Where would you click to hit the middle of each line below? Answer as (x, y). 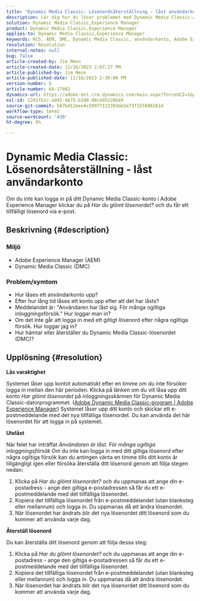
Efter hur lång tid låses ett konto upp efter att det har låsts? (87, 301)
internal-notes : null (33, 51)
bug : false (20, 56)
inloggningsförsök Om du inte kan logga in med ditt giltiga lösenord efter (95, 450)
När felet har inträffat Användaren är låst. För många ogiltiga (81, 445)
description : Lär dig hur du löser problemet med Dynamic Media (87, 17)
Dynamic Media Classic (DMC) (52, 266)
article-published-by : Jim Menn (46, 73)
